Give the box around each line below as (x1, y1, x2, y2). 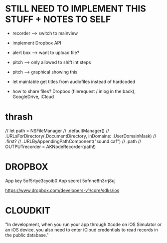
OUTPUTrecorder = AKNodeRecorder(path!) (5, 143, 96, 149)
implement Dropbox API (12, 39, 61, 45)
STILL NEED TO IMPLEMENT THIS (5, 3, 146, 14)
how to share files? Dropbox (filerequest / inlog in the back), (12, 88, 136, 94)
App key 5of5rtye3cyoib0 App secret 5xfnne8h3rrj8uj (5, 177, 116, 183)
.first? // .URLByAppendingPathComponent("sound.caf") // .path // (5, 138, 142, 144)
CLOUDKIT (5, 205, 51, 216)
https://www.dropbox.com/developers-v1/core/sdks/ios (5, 187, 120, 193)
